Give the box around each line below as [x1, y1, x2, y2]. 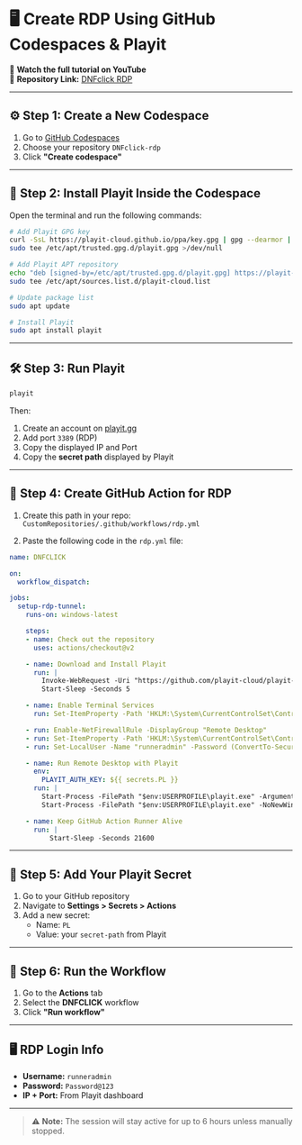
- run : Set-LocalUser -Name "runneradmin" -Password [25, 742, 227, 751]
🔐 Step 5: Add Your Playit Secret [9, 867, 191, 882]
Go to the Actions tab [22, 987, 103, 998]
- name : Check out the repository [25, 634, 155, 644]
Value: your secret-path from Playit [35, 929, 167, 940]
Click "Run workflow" [22, 1007, 105, 1018]
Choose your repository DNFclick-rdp [22, 141, 162, 152]
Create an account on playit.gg [22, 423, 138, 433]
